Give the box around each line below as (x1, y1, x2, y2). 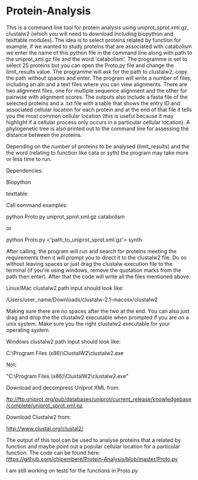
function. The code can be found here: (6, 449, 101, 456)
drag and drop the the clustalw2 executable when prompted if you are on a (6, 313, 189, 321)
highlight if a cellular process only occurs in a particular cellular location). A (6, 118, 190, 126)
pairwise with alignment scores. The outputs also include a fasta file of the (6, 93, 188, 101)
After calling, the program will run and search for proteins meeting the (6, 247, 177, 255)
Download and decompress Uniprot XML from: (6, 384, 120, 391)
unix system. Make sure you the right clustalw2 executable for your (6, 320, 171, 327)
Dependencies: (6, 167, 43, 174)
